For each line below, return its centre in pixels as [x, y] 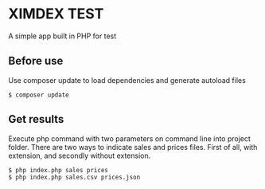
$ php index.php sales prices [58, 170]
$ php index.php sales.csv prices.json [74, 177]
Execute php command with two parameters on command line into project [129, 138]
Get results [36, 119]
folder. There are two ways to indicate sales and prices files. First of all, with [133, 147]
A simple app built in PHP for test [62, 36]
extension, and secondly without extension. [80, 156]
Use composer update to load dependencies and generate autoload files [127, 80]
